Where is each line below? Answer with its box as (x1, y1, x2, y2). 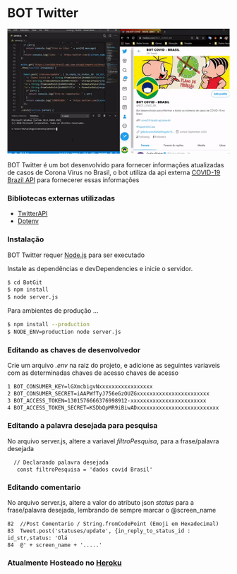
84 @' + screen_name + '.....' (7, 542, 102, 549)
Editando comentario (7, 482, 81, 492)
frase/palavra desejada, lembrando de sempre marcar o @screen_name (7, 506, 217, 514)
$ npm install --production (7, 321, 90, 328)
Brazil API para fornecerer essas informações (7, 176, 140, 184)
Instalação (7, 234, 44, 244)
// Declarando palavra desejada (13, 459, 109, 466)
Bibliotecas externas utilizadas (7, 193, 115, 203)
